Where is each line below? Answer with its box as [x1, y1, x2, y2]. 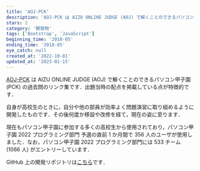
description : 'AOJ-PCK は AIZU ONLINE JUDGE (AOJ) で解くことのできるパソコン [6, 14, 194, 20]
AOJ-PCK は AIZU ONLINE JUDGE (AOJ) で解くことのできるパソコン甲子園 [6, 76, 191, 83]
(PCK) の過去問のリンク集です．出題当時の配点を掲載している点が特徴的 [6, 83, 184, 90]
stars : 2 [6, 20, 28, 26]
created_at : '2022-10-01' [6, 53, 70, 59]
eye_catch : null [6, 48, 47, 54]
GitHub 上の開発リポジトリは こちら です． [6, 158, 109, 166]
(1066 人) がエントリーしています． [6, 145, 93, 153]
